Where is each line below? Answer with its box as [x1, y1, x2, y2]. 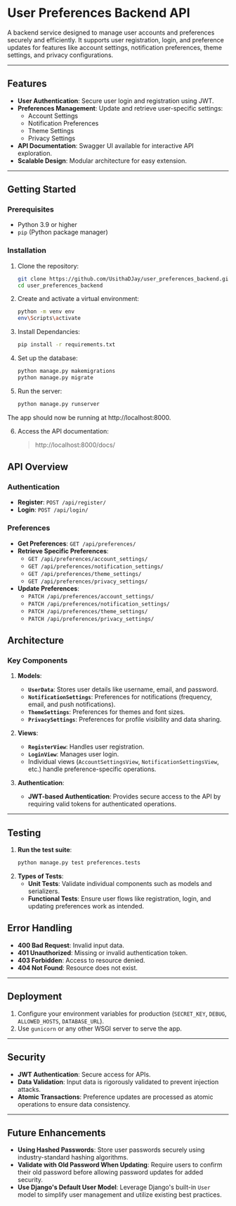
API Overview [7, 461, 69, 473]
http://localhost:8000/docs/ [34, 441, 116, 449]
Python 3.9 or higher [17, 221, 77, 229]
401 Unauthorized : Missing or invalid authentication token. [17, 948, 188, 956]
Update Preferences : [17, 584, 79, 593]
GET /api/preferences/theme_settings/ [27, 570, 142, 577]
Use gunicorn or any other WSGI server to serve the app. [17, 1024, 183, 1033]
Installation [7, 245, 47, 255]
